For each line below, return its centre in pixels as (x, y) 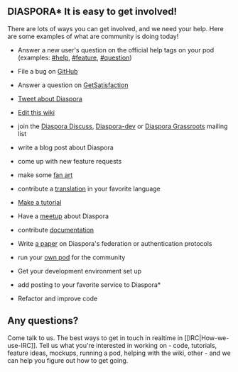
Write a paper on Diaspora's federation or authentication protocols (115, 243)
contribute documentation (56, 230)
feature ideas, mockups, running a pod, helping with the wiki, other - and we (119, 353)
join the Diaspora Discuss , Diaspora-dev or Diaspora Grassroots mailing (123, 126)
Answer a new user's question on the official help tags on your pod (116, 50)
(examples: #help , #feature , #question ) (75, 57)
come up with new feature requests (70, 161)
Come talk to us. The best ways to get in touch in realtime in (95, 338)
